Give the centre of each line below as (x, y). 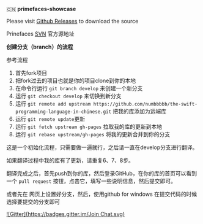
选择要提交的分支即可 (33, 202)
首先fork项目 (31, 73)
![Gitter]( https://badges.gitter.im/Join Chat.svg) (66, 214)
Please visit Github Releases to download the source (72, 21)
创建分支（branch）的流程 (40, 47)
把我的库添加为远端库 (140, 111)
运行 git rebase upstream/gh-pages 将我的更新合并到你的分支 (93, 134)
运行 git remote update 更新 (50, 119)
